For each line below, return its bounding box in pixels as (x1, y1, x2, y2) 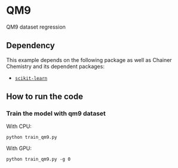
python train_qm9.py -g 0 (6, 156, 70, 163)
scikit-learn (14, 75, 48, 81)
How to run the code (6, 92, 84, 102)
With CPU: (6, 123, 32, 130)
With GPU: (6, 145, 32, 152)
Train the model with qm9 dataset (6, 110, 106, 118)
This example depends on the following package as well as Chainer (6, 56, 172, 63)
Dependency (6, 41, 55, 51)
